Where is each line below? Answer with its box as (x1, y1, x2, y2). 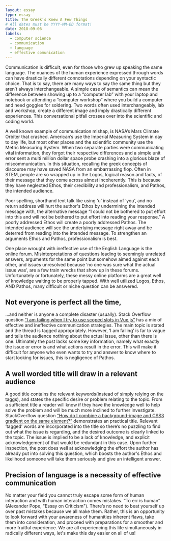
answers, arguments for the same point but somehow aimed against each (5, 256, 159, 262)
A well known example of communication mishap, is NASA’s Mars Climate (5, 128, 159, 134)
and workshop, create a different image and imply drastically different (5, 107, 152, 114)
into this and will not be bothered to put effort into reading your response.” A (5, 213, 165, 220)
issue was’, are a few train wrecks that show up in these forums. (5, 267, 140, 273)
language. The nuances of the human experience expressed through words (5, 69, 164, 75)
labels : (5, 31, 22, 36)
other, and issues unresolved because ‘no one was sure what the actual (5, 261, 156, 267)
